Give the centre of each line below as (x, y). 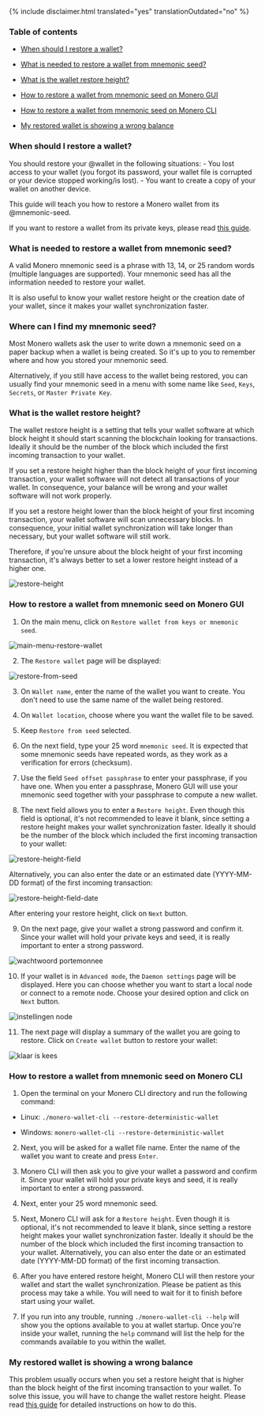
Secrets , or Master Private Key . (61, 393)
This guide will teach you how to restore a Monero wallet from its (114, 204)
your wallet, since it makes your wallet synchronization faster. (109, 306)
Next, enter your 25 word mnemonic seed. (89, 1204)
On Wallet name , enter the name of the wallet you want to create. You (132, 691)
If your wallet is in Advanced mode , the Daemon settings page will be (128, 976)
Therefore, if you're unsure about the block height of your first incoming (126, 552)
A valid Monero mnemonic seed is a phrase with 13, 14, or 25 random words (132, 265)
